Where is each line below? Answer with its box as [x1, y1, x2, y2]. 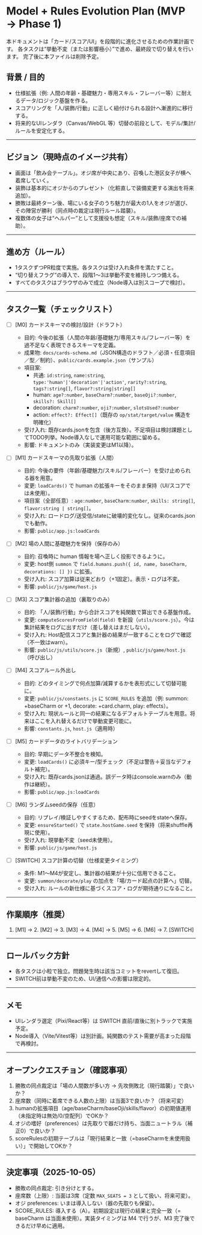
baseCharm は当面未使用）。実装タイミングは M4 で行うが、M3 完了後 [14, 1215, 190, 1222]
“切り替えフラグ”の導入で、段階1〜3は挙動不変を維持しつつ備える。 [14, 271, 183, 278]
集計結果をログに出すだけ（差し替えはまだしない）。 [23, 624, 153, 631]
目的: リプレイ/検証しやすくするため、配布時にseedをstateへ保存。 [23, 814, 191, 821]
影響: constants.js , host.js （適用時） [23, 724, 118, 732]
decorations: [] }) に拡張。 [23, 568, 96, 575]
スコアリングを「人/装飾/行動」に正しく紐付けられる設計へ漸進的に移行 [14, 104, 193, 112]
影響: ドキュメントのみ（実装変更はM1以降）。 [23, 441, 137, 448]
